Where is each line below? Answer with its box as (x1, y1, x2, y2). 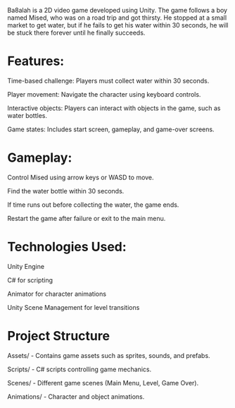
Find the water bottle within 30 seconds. (7, 186, 125, 195)
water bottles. (7, 111, 48, 119)
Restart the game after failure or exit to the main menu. (7, 214, 166, 222)
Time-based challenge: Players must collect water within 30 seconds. (7, 76, 210, 85)
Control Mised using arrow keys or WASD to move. (7, 173, 154, 181)
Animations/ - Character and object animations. (7, 392, 145, 401)
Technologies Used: (7, 239, 127, 255)
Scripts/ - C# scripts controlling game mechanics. (7, 365, 152, 373)
